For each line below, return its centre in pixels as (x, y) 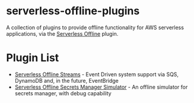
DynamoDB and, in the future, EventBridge (66, 80)
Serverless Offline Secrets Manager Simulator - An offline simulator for (101, 87)
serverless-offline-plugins (73, 11)
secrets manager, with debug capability (63, 93)
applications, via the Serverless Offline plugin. (62, 33)
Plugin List (33, 58)
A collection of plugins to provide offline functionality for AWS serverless (95, 27)
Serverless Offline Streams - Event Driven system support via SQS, (97, 74)
